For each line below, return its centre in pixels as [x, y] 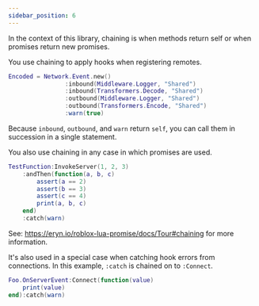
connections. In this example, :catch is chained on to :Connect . [111, 266]
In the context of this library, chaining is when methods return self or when [130, 38]
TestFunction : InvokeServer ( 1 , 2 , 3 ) [69, 166]
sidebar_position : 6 [42, 15]
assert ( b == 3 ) [62, 189]
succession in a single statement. [63, 136]
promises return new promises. [59, 46]
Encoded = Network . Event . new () [60, 76]
